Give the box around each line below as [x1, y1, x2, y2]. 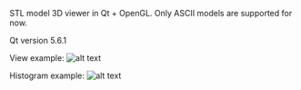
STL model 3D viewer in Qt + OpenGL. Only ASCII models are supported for [9, 8, 293, 18]
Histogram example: [9, 70, 85, 81]
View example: [9, 53, 65, 63]
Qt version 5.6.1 [9, 35, 66, 45]
